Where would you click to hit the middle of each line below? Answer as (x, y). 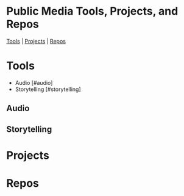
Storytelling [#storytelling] (48, 89)
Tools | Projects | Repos (36, 41)
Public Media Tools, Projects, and (92, 11)
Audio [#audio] (34, 82)
